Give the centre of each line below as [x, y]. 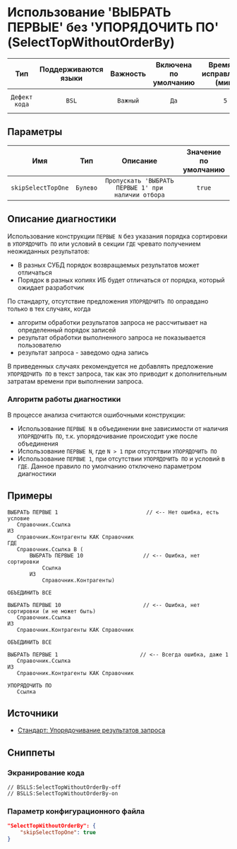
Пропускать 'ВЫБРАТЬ [139, 180]
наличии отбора [139, 195]
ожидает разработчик [51, 287]
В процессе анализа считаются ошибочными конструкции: [96, 415]
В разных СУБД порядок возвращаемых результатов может [108, 265]
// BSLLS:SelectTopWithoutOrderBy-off [64, 787]
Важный [128, 100]
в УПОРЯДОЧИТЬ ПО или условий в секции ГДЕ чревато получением [104, 243]
